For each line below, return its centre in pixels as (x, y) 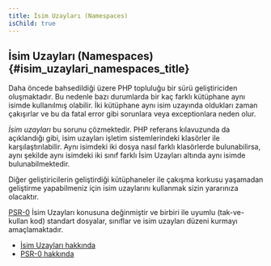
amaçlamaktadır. (36, 230)
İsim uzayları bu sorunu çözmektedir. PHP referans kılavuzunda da (119, 129)
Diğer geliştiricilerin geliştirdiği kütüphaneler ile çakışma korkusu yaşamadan (136, 179)
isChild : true (32, 23)
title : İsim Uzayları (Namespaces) (68, 16)
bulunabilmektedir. (39, 164)
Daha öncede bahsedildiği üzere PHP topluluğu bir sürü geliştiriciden (123, 88)
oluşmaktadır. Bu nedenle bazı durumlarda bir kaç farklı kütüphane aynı (127, 97)
